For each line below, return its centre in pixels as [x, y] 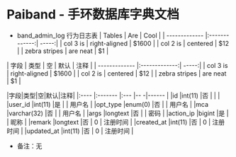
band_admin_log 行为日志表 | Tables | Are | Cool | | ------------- [110, 35]
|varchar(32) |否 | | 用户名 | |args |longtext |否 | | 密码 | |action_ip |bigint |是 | [118, 113]
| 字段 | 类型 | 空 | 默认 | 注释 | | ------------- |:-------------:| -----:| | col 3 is [117, 65]
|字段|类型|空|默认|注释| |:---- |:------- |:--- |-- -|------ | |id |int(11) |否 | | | [113, 95]
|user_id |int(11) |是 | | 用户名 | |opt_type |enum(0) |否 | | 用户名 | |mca [108, 104]
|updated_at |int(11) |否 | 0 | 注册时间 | [79, 131]
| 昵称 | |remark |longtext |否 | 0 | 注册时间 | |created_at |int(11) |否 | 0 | [109, 122]
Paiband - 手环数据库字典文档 [93, 14]
